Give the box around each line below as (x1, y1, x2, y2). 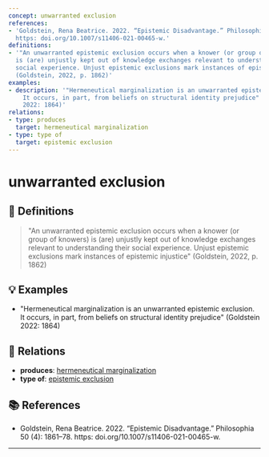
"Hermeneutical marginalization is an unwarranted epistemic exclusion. (19, 304, 255, 314)
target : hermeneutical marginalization (15, 123, 149, 131)
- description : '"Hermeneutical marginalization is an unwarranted (8, 86, 239, 94)
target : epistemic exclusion (15, 138, 113, 146)
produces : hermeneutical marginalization (19, 366, 157, 375)
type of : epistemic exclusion (19, 374, 114, 384)
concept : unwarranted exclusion (8, 11, 116, 20)
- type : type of (8, 130, 62, 138)
